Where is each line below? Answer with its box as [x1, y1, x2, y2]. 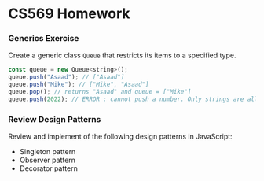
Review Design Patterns [8, 113, 101, 124]
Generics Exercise [8, 33, 79, 44]
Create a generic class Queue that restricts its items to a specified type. [8, 50, 236, 60]
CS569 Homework [8, 5, 131, 23]
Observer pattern [19, 155, 76, 165]
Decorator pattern [19, 164, 79, 173]
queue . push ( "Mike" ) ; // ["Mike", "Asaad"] [8, 80, 149, 89]
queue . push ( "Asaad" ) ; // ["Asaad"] [8, 73, 125, 81]
